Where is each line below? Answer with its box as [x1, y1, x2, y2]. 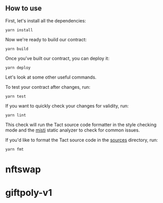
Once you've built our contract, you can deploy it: [5, 55, 110, 61]
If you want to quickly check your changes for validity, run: [5, 103, 129, 109]
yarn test [5, 94, 27, 99]
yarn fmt [5, 146, 24, 152]
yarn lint [5, 112, 27, 118]
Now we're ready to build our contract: [5, 36, 87, 42]
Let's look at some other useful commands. [5, 74, 97, 80]
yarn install [5, 28, 33, 33]
